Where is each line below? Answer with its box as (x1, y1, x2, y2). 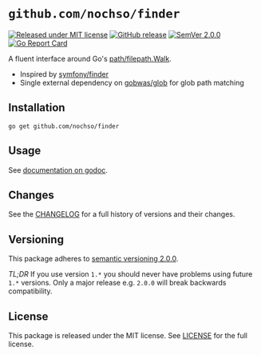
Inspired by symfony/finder (19, 69, 109, 78)
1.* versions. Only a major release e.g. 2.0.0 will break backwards (8, 278, 227, 288)
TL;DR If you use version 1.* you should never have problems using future (8, 269, 253, 279)
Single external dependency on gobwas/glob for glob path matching (19, 78, 245, 87)
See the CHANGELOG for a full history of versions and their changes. (8, 209, 235, 219)
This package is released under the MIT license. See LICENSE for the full (8, 331, 247, 340)
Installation (8, 101, 65, 114)
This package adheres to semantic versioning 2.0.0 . (8, 254, 179, 264)
